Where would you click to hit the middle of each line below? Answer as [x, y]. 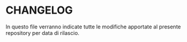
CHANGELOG [39, 10]
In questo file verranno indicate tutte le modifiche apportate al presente [93, 27]
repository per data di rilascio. [43, 33]
